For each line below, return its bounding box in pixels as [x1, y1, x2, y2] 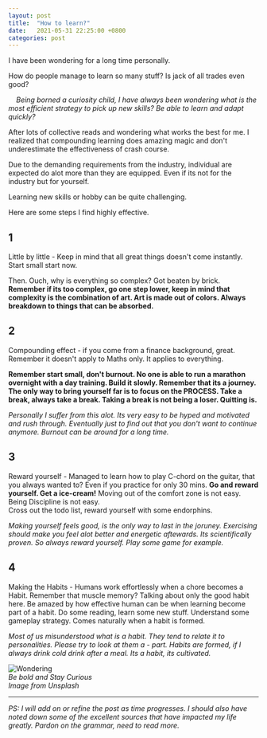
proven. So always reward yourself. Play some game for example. [8, 537, 224, 547]
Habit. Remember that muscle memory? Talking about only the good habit [8, 591, 250, 600]
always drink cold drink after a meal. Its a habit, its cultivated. [8, 648, 211, 658]
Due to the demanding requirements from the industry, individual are [8, 160, 233, 170]
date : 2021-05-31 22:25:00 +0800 [8, 26, 126, 34]
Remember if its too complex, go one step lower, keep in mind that [8, 285, 230, 294]
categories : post [8, 33, 66, 42]
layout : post [8, 11, 52, 20]
